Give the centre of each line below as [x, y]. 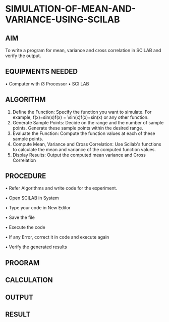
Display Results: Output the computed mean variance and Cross [79, 155]
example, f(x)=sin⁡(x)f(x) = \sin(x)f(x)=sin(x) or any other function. [80, 117]
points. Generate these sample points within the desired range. [78, 128]
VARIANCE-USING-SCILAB [63, 19]
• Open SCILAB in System [32, 198]
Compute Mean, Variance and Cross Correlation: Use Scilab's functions [87, 144]
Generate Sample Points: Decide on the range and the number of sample [88, 122]
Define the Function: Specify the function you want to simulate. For [82, 112]
